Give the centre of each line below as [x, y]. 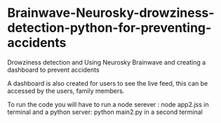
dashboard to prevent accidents [53, 70]
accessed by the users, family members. [66, 91]
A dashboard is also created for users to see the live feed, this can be [108, 83]
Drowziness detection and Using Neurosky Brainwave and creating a [107, 62]
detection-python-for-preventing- [109, 28]
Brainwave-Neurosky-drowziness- [111, 13]
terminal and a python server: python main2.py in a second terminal [105, 112]
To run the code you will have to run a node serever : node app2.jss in [108, 104]
